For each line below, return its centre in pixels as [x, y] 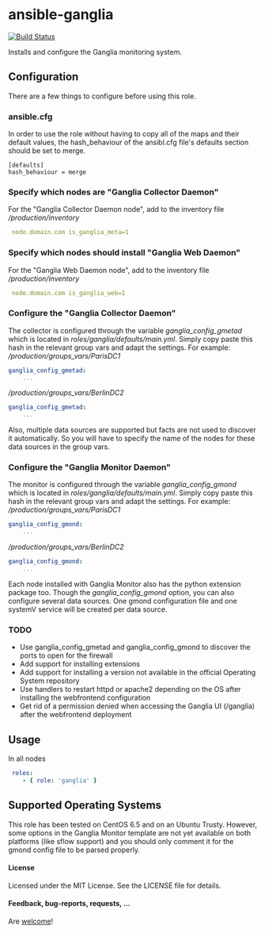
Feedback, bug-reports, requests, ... [69, 904]
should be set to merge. [47, 151]
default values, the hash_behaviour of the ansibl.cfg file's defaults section [129, 142]
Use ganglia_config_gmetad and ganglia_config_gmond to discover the [135, 647]
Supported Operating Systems [85, 806]
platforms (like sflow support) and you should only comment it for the [121, 841]
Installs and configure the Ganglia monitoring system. [95, 52]
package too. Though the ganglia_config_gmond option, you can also [121, 592]
